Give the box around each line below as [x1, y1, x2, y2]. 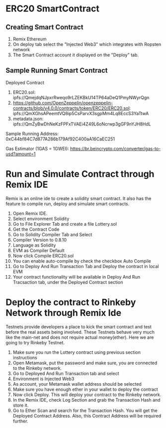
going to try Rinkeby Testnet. [5, 339, 65, 345]
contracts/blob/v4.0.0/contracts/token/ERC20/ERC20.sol [12, 105, 130, 111]
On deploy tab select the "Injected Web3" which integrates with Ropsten [12, 41, 162, 47]
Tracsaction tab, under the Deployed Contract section [12, 279, 123, 285]
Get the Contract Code [12, 226, 60, 232]
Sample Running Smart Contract [5, 66, 108, 75]
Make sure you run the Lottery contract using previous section [12, 349, 141, 355]
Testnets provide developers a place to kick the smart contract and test [5, 323, 152, 329]
